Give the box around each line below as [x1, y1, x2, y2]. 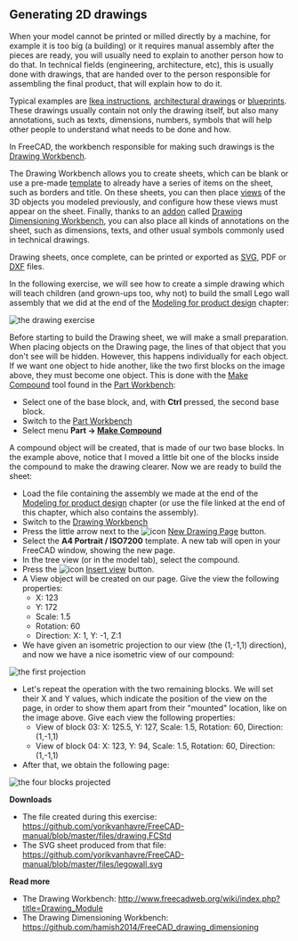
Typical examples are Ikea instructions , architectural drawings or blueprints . [9, 95, 287, 106]
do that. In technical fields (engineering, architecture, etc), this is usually [9, 59, 274, 70]
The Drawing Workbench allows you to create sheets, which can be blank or [9, 168, 289, 178]
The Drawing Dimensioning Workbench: [21, 912, 169, 922]
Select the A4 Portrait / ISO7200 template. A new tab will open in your [21, 535, 281, 546]
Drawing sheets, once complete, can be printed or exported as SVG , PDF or [9, 252, 286, 262]
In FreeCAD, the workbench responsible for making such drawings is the [9, 141, 275, 152]
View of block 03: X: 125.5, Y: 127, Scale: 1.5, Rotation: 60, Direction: [35, 722, 284, 732]
